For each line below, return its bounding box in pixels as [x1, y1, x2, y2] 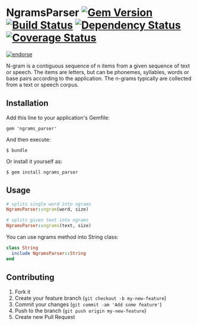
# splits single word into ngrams [6, 201, 92, 207]
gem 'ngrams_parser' [6, 125, 58, 132]
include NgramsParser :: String [11, 250, 86, 256]
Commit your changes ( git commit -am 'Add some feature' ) [14, 301, 162, 308]
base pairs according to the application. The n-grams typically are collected [6, 75, 192, 82]
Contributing [6, 273, 55, 283]
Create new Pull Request [14, 313, 75, 320]
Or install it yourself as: [6, 158, 62, 165]
